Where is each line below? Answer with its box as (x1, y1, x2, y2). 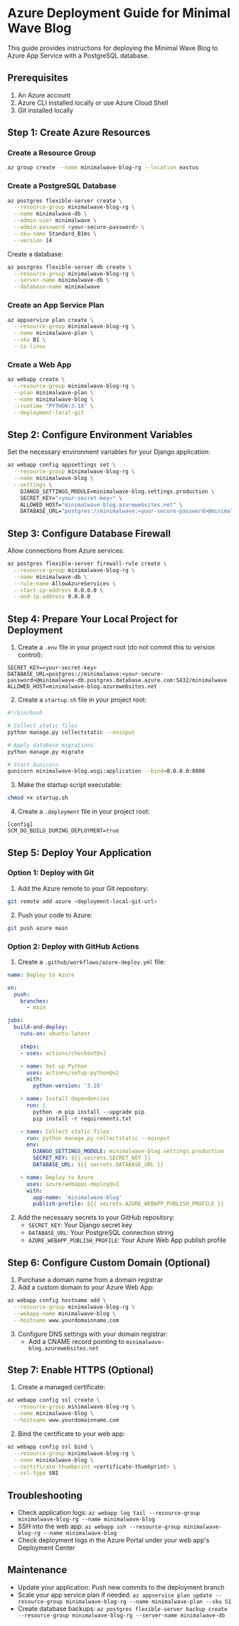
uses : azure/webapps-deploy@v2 (26, 1180, 119, 1187)
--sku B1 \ (14, 336, 46, 343)
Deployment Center (17, 1543, 75, 1552)
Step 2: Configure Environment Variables (7, 429, 193, 441)
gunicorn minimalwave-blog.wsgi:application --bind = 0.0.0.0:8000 (7, 768, 205, 775)
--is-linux (14, 343, 46, 350)
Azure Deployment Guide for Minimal (7, 5, 231, 21)
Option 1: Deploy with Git (7, 867, 95, 877)
